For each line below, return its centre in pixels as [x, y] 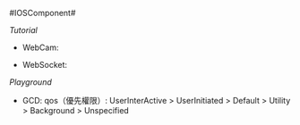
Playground [30, 82]
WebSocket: [45, 65]
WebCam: [40, 47]
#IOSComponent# [43, 13]
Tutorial [23, 30]
